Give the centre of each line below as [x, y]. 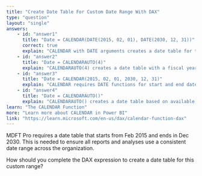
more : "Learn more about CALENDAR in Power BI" [67, 113]
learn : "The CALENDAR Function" [47, 107]
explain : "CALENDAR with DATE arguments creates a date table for [107, 51]
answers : [17, 29]
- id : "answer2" [38, 57]
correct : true [40, 46]
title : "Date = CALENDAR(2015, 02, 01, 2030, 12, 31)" [92, 79]
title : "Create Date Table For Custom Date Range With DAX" [83, 12]
